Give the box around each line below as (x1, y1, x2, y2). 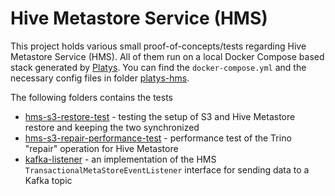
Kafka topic (24, 174, 73, 186)
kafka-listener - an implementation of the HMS (24, 153, 217, 165)
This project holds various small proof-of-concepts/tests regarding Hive (10, 40, 307, 52)
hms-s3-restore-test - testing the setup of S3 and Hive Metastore (24, 110, 296, 122)
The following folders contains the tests (10, 91, 173, 103)
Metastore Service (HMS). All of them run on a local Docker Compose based (10, 50, 325, 62)
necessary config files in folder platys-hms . (10, 72, 190, 84)
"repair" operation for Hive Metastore (24, 142, 179, 154)
